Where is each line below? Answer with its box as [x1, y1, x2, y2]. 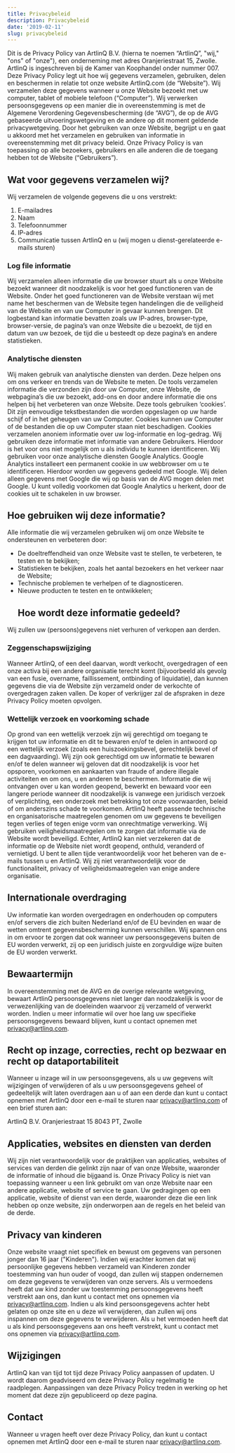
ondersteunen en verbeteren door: [7, 536, 107, 544]
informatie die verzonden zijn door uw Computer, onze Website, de [7, 385, 201, 393]
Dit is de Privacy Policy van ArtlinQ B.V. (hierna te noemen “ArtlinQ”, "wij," [7, 49, 220, 58]
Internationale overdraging [7, 892, 127, 904]
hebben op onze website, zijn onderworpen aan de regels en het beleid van [7, 1201, 226, 1209]
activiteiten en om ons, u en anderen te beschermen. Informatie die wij [7, 774, 212, 783]
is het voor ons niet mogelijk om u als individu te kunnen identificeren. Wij [7, 444, 220, 453]
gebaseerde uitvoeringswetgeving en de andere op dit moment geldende [7, 117, 219, 125]
